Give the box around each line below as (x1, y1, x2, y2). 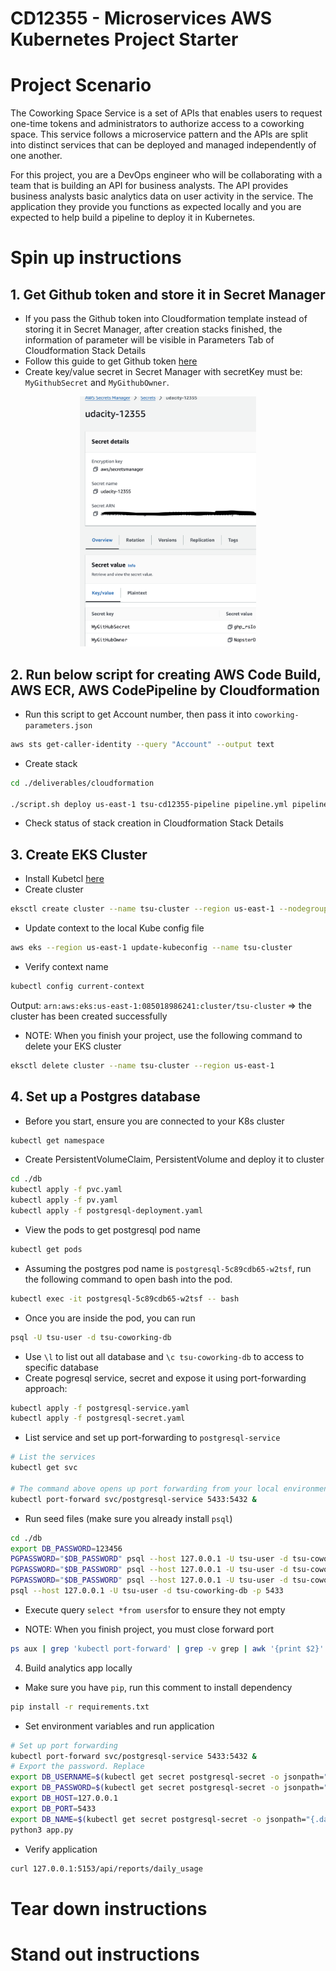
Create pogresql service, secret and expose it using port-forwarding (24, 1372, 307, 1384)
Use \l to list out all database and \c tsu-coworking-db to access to (24, 1350, 305, 1362)
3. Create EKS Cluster (10, 846, 148, 863)
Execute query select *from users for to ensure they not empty (24, 1603, 286, 1616)
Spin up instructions (10, 247, 182, 269)
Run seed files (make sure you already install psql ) (24, 1512, 233, 1524)
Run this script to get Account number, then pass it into (24, 708, 253, 720)
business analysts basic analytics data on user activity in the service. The (10, 190, 314, 202)
